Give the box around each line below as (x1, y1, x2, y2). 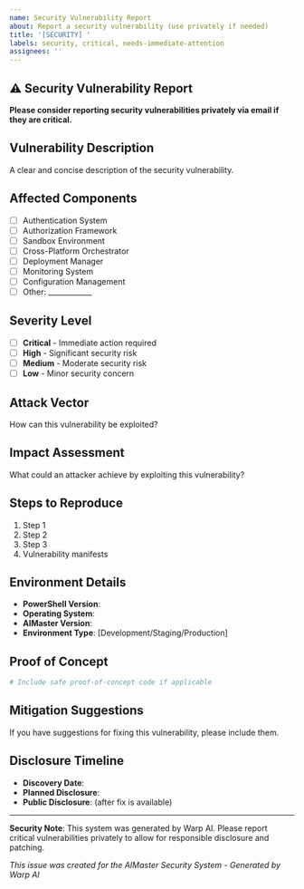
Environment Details (9, 575, 127, 590)
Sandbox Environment (22, 235, 106, 246)
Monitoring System (22, 266, 94, 276)
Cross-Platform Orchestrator (22, 246, 129, 256)
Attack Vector (9, 395, 90, 411)
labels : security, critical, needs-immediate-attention (9, 38, 224, 48)
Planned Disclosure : (22, 787, 100, 797)
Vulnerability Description (9, 140, 155, 156)
